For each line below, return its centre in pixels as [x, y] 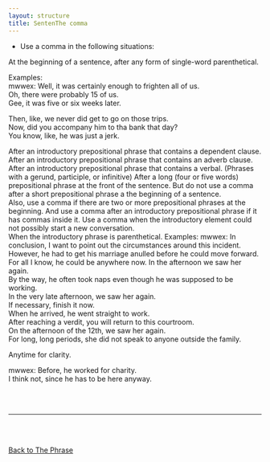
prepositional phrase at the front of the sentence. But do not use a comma [131, 185]
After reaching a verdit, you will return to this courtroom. [101, 321]
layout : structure [39, 16]
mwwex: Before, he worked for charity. [73, 370]
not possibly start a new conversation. [72, 228]
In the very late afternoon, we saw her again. [82, 296]
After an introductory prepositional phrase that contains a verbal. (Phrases [131, 168]
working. [23, 288]
